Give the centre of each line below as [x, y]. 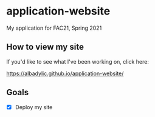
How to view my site [45, 47]
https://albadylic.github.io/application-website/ [65, 73]
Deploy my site [34, 107]
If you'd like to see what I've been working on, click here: [77, 61]
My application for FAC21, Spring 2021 [54, 28]
